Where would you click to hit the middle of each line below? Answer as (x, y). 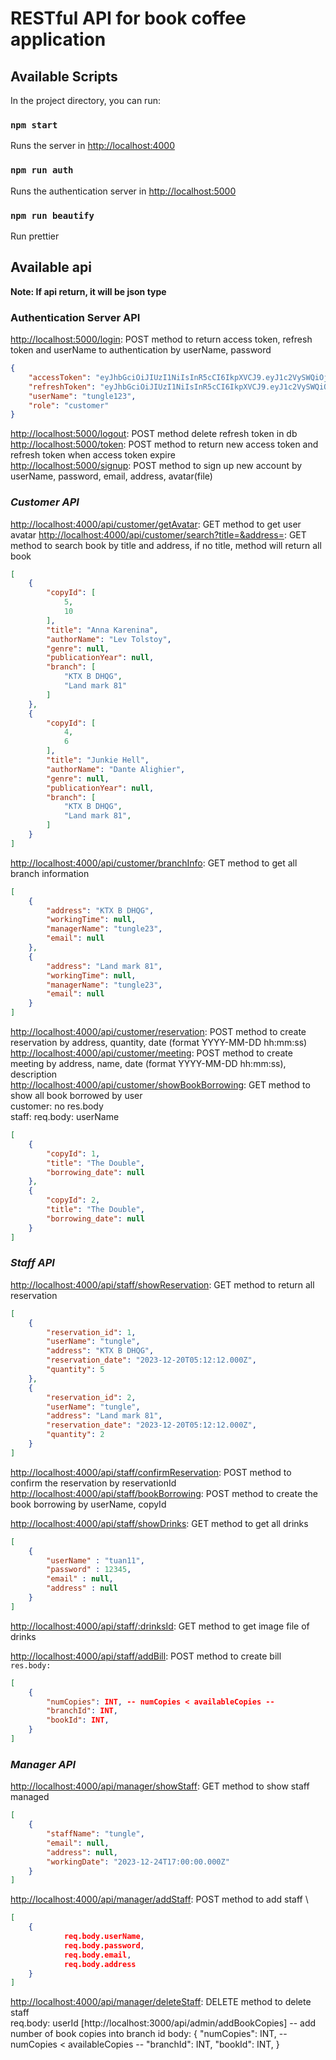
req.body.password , (104, 1945)
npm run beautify (52, 215)
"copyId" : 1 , (73, 1153)
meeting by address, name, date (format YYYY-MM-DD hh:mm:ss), (148, 1064)
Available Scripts (64, 76)
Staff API (32, 1263)
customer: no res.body (57, 1106)
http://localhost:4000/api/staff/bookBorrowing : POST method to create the (164, 1493)
